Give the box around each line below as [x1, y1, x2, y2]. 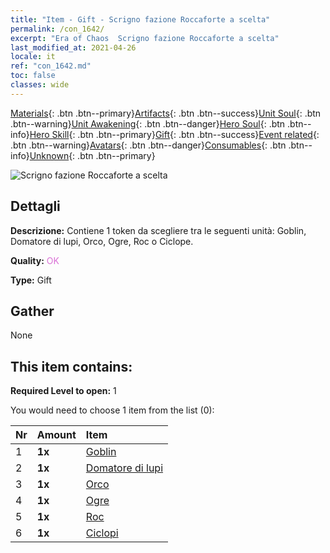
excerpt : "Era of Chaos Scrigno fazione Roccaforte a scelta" [10, 33, 280, 43]
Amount [36, 428, 77, 442]
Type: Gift [10, 274, 52, 286]
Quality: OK [10, 254, 60, 266]
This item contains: [10, 358, 133, 375]
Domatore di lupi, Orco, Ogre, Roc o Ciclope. [10, 235, 194, 247]
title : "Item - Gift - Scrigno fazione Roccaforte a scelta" [10, 14, 271, 25]
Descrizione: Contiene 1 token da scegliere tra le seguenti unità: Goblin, [10, 224, 307, 236]
